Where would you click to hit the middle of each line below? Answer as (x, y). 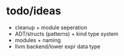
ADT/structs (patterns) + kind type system (66, 33)
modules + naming (38, 40)
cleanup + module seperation (51, 27)
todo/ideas (34, 11)
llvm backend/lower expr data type (58, 46)
